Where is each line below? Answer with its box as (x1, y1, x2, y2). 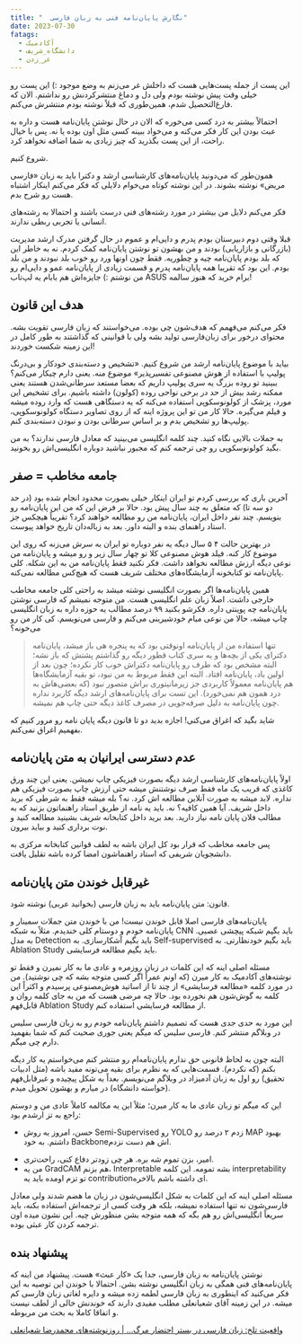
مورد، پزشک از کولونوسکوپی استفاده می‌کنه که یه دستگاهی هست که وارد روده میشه (10, 396, 292, 407)
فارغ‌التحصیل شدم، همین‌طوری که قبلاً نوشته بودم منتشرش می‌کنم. (10, 99, 233, 109)
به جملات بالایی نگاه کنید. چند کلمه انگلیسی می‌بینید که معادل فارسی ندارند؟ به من (10, 432, 284, 443)
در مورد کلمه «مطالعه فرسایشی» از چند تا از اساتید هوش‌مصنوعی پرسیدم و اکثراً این (10, 981, 293, 992)
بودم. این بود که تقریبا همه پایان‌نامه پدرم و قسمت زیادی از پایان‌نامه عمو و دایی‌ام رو (10, 262, 290, 272)
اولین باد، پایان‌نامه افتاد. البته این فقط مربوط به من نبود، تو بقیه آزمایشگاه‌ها (31, 668, 285, 679)
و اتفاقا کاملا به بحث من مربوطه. (10, 1307, 120, 1318)
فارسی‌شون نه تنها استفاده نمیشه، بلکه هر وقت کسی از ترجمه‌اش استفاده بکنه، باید (10, 1200, 289, 1211)
